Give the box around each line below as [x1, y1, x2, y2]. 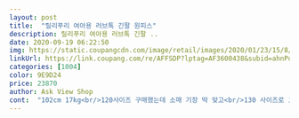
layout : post [9, 12, 58, 22]
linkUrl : [9, 54, 42, 63]
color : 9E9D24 [9, 71, 62, 80]
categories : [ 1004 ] [9, 63, 82, 72]
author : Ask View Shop [9, 87, 93, 96]
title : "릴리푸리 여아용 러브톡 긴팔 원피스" [9, 21, 158, 30]
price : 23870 [9, 79, 58, 88]
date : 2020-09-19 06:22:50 [9, 37, 109, 47]
